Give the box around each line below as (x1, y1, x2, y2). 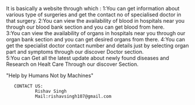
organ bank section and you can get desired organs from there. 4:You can (6, 36, 186, 43)
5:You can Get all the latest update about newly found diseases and (6, 55, 169, 61)
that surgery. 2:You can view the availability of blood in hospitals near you (6, 17, 185, 24)
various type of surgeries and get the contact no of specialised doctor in (6, 11, 181, 18)
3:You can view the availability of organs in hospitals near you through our (6, 30, 186, 37)
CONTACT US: (14, 83, 43, 89)
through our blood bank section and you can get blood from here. (6, 23, 165, 30)
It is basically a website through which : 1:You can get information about (6, 5, 180, 12)
